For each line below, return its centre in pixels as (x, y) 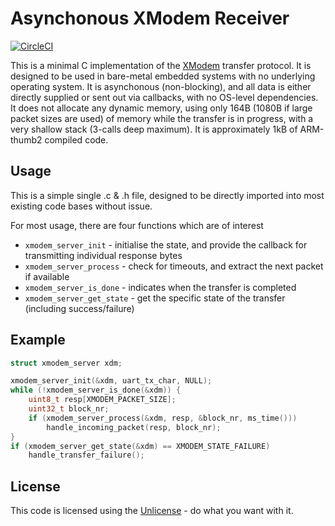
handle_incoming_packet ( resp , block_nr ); (134, 427)
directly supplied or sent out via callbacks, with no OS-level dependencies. (164, 97)
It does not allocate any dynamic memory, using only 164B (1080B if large (161, 108)
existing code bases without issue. (81, 206)
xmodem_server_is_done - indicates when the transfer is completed (160, 287)
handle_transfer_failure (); (86, 455)
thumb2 (26, 139)
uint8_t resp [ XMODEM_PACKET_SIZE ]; (102, 400)
